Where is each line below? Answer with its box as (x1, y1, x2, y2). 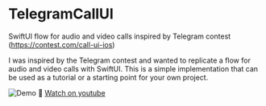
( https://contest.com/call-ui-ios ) (8, 39, 115, 49)
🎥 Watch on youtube (37, 88, 106, 97)
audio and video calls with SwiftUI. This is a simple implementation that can (8, 63, 259, 73)
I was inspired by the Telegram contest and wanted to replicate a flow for (8, 55, 251, 65)
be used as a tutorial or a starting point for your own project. (8, 72, 209, 82)
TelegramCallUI (8, 5, 114, 23)
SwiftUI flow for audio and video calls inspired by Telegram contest (8, 31, 231, 41)
